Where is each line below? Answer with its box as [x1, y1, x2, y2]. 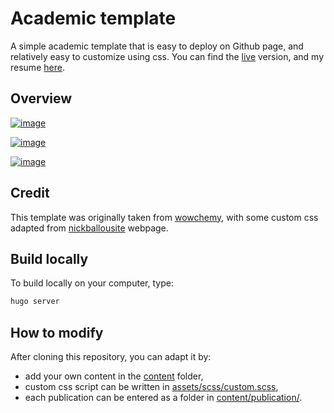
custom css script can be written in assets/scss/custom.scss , [24, 381, 279, 393]
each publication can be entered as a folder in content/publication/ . [24, 392, 303, 404]
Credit [10, 185, 50, 202]
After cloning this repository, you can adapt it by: [10, 351, 212, 363]
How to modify [10, 324, 104, 341]
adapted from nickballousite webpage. [10, 222, 169, 234]
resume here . [10, 61, 65, 73]
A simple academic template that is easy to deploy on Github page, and [10, 40, 304, 52]
